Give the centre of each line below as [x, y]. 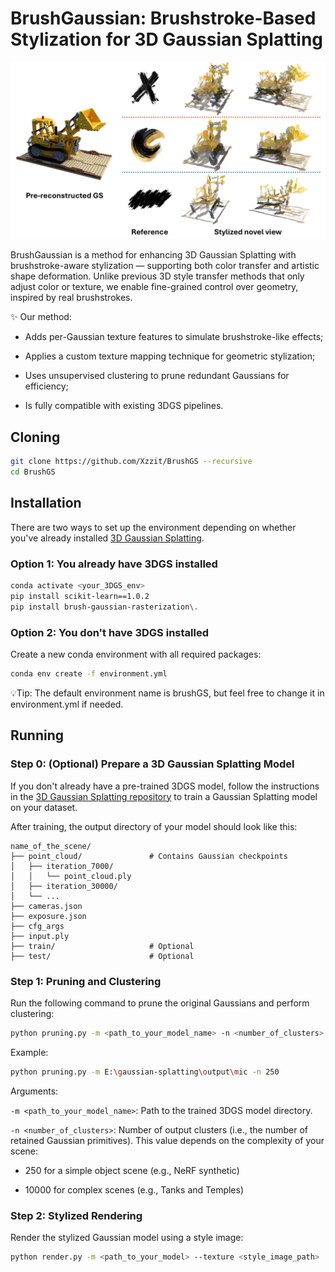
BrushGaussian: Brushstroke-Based [163, 18]
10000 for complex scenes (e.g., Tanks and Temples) [134, 1189]
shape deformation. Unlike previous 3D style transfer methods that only [157, 276]
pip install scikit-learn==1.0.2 [80, 596]
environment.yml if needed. [67, 704]
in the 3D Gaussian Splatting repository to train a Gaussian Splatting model [164, 796]
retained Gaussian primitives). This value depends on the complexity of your [167, 1140]
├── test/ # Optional [102, 956]
